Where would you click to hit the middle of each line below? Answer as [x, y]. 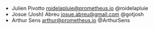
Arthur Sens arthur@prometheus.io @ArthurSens [71, 20]
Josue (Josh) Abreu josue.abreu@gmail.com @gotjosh [78, 14]
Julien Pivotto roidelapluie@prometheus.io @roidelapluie [80, 8]
